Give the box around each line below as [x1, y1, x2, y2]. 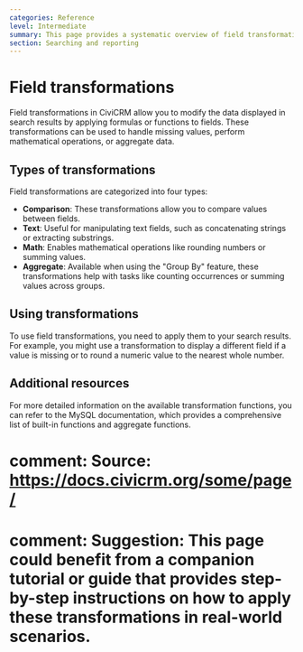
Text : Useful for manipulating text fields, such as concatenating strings [22, 223, 287, 233]
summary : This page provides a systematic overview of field [9, 30, 244, 39]
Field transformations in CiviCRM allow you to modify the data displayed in [9, 107, 286, 118]
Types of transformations [9, 162, 156, 177]
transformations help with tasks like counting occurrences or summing [22, 271, 285, 281]
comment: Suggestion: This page [9, 530, 264, 551]
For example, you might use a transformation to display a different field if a [9, 340, 287, 350]
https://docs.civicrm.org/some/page [9, 470, 292, 490]
